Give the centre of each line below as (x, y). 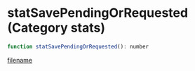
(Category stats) (56, 28)
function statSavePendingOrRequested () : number (78, 46)
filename (20, 60)
